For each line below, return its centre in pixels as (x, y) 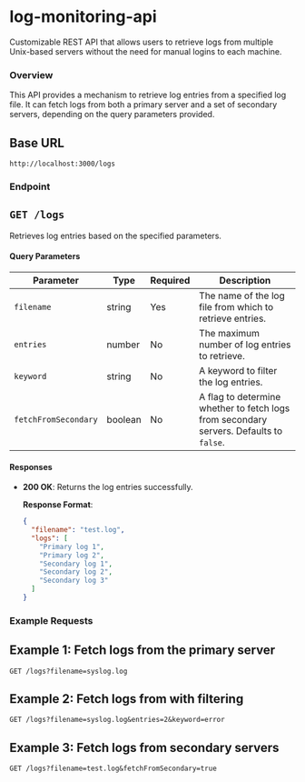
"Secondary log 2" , (76, 572)
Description (245, 280)
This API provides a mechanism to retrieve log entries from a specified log (148, 95)
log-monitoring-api (83, 17)
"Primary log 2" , (72, 555)
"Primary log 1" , (72, 546)
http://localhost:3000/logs (63, 164)
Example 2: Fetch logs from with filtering (127, 699)
